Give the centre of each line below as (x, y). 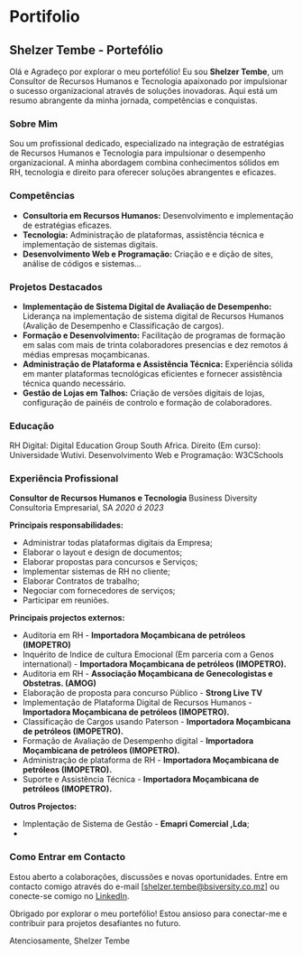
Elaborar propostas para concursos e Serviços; (110, 562)
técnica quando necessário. (74, 383)
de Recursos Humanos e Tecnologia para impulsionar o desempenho (137, 153)
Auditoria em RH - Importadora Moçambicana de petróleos (134, 635)
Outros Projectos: (43, 807)
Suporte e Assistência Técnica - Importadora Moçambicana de (141, 780)
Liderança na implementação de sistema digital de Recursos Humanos (153, 316)
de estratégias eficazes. (67, 225)
